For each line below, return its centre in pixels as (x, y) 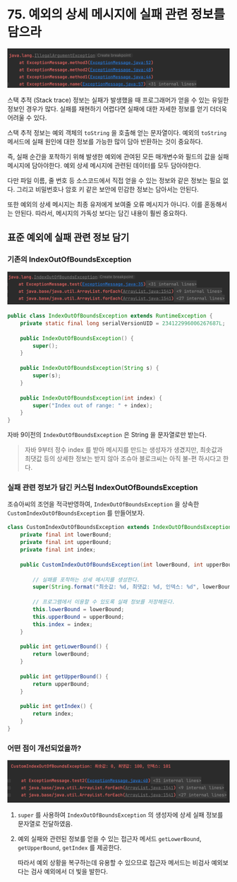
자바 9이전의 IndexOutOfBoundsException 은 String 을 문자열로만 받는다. (107, 435)
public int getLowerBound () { (65, 647)
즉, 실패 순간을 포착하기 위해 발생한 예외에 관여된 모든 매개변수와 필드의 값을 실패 (118, 157)
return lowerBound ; (61, 654)
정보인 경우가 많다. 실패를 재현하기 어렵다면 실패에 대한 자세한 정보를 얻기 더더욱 (117, 109)
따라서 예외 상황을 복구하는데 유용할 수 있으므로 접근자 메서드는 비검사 (114, 862)
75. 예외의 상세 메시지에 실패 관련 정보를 (116, 14)
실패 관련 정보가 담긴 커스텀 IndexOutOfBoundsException (103, 487)
